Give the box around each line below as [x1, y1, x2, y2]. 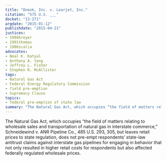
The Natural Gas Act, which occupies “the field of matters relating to [5, 118, 145, 124]
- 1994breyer [5, 35, 32, 40]
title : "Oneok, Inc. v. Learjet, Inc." [5, 7, 88, 12]
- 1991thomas [5, 40, 32, 45]
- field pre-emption [5, 86, 48, 91]
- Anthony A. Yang [5, 58, 43, 63]
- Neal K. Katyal [5, 53, 41, 59]
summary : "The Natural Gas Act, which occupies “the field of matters [5, 105, 155, 110]
